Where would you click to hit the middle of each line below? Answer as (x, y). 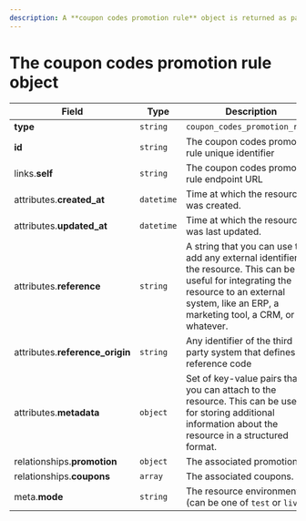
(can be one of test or (233, 502)
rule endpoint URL (224, 179)
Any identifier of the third (239, 341)
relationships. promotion (66, 461)
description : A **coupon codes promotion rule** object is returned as (148, 18)
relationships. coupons (62, 476)
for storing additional (230, 413)
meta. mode (39, 496)
